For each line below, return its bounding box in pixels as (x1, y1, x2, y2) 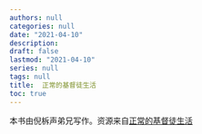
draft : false (9, 47, 59, 56)
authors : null (9, 13, 64, 23)
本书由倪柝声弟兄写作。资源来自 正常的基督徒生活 (9, 115, 193, 126)
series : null (9, 64, 59, 73)
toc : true (9, 89, 47, 98)
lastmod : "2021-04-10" (9, 55, 96, 64)
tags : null (9, 72, 51, 81)
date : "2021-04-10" (9, 30, 84, 39)
